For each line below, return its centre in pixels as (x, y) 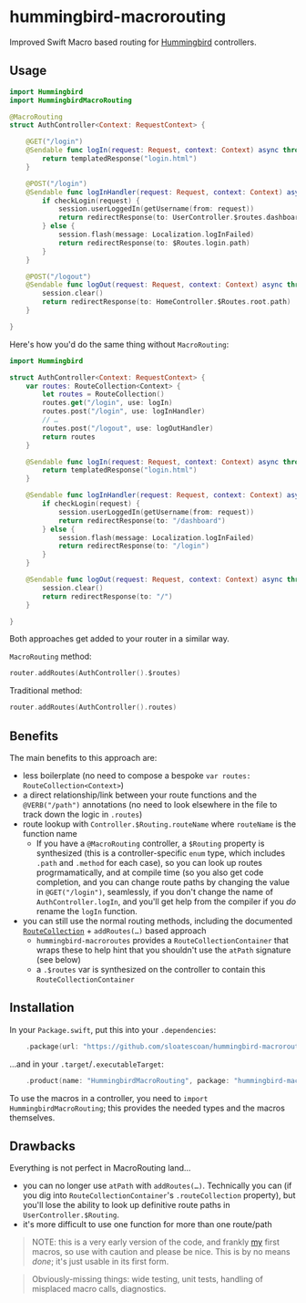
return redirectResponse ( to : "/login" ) (133, 546)
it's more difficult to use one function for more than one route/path (147, 1225)
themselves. (32, 1117)
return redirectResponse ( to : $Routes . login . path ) (154, 243)
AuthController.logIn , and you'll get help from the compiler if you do (166, 902)
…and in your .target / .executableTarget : (87, 1064)
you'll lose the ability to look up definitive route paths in (126, 1205)
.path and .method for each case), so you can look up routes (149, 862)
